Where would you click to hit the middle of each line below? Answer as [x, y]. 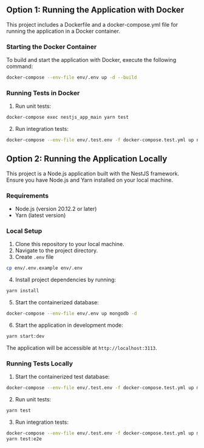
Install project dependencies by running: [66, 280]
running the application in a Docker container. [63, 31]
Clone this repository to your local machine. [70, 244]
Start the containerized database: [57, 303]
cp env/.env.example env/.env [45, 268]
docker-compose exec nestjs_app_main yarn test [68, 118]
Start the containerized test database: [62, 377]
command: [20, 67]
